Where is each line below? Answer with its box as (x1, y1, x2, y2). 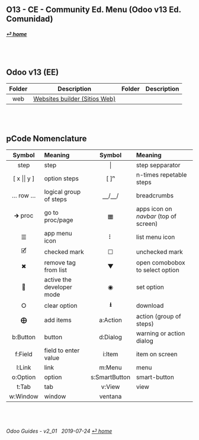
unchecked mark (136, 247, 184, 256)
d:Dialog (98, 333, 123, 342)
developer (44, 283, 73, 291)
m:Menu (99, 364, 123, 372)
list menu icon (136, 233, 175, 241)
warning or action (136, 329, 185, 337)
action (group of (136, 313, 182, 321)
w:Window (9, 393, 38, 401)
